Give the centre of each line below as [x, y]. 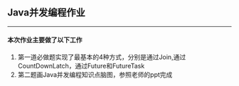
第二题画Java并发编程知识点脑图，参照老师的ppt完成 [95, 75]
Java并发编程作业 [46, 13]
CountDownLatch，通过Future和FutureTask [81, 66]
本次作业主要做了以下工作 [45, 40]
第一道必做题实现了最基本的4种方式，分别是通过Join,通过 [102, 57]
